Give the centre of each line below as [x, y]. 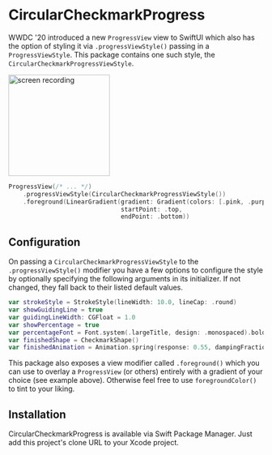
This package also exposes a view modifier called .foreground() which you [134, 363]
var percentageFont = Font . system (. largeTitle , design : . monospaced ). [130, 333]
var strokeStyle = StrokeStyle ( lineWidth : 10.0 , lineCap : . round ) [123, 303]
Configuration [45, 242]
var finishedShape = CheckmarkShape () [74, 340]
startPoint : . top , [151, 209]
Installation [37, 414]
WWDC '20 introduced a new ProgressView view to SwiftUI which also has [132, 37]
